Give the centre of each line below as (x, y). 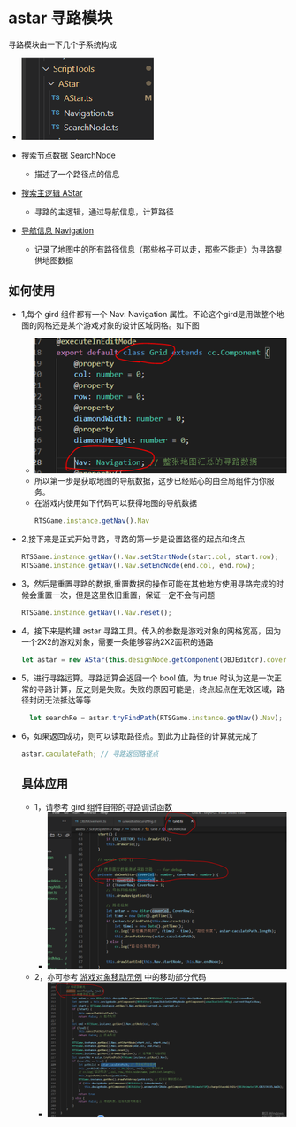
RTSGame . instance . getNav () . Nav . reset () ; (96, 613)
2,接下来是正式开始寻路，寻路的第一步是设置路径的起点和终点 (133, 539)
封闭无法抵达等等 (60, 700)
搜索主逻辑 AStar (52, 192)
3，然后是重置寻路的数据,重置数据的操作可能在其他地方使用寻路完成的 (148, 584)
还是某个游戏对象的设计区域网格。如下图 (125, 325)
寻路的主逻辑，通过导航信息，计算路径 (104, 211)
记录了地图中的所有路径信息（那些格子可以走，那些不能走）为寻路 (154, 249)
